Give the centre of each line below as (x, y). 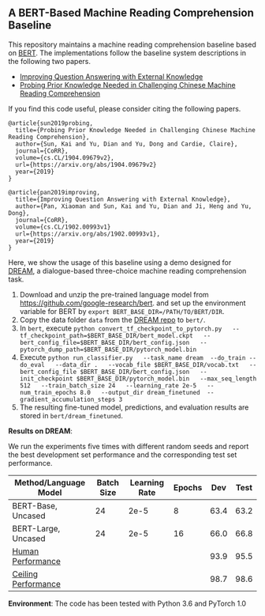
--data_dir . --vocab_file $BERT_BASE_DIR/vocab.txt (147, 365)
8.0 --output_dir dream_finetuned (140, 392)
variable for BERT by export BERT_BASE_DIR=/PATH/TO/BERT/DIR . (122, 311)
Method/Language (50, 482)
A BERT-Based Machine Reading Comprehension (131, 13)
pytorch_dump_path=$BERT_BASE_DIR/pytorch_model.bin (108, 350)
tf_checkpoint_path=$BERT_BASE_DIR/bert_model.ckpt (106, 335)
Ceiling (25, 574)
